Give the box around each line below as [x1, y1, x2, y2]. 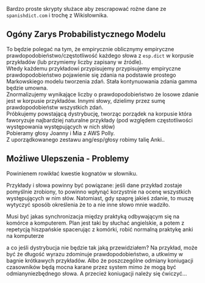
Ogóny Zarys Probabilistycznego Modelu [6, 29, 166, 40]
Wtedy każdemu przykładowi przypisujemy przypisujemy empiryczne [6, 65, 181, 72]
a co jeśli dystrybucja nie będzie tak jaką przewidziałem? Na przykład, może [6, 243, 198, 251]
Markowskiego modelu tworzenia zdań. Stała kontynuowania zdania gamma [6, 77, 197, 85]
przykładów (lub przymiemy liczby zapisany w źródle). [6, 58, 143, 66]
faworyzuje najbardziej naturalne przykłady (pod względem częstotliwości [6, 116, 193, 124]
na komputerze [6, 232, 45, 239]
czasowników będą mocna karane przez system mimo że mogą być [6, 263, 177, 270]
